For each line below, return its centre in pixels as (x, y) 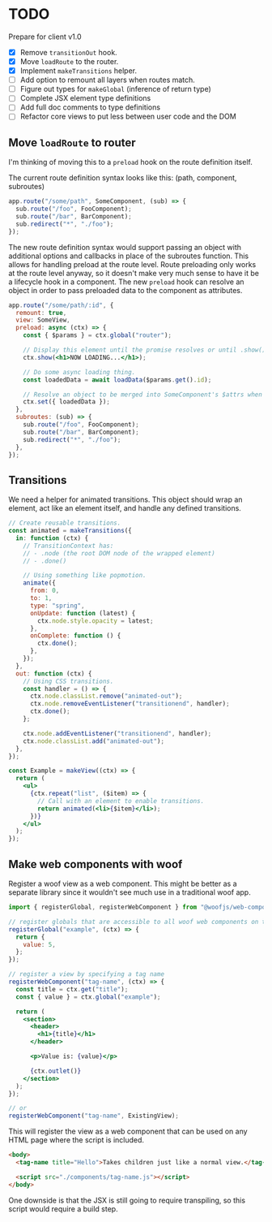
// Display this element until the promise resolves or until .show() (144, 350)
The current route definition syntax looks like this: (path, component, (123, 178)
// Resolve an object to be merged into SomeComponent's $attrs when (143, 395)
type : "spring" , (57, 606)
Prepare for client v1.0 (45, 37)
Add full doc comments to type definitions (90, 107)
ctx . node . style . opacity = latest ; (96, 621)
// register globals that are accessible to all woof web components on (134, 922)
